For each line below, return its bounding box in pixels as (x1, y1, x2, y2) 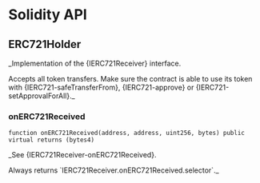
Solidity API (8, 6, 88, 24)
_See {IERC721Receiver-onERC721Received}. (8, 150, 157, 160)
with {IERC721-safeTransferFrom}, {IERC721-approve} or (8, 82, 194, 92)
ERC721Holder (8, 38, 82, 51)
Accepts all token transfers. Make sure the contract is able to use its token (8, 74, 253, 83)
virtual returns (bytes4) (8, 136, 94, 145)
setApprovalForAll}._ (8, 91, 75, 101)
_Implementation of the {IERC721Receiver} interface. (8, 58, 182, 68)
